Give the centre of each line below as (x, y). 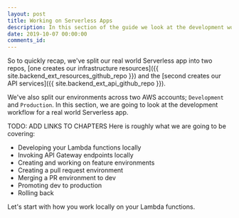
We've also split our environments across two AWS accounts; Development (116, 98)
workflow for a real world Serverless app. (68, 113)
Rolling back (36, 193)
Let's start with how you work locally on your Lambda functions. (101, 207)
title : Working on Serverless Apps (60, 21)
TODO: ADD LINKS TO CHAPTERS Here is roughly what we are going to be (117, 126)
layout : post (27, 14)
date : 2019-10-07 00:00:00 (47, 34)
